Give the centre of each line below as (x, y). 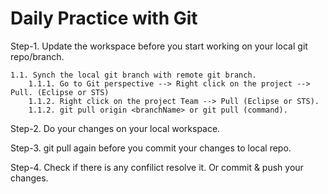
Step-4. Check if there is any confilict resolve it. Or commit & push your (157, 167)
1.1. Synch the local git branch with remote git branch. (133, 75)
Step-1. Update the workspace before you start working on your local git (159, 46)
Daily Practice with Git (104, 18)
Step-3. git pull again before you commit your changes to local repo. (151, 148)
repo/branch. (37, 56)
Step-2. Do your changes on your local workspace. (115, 128)
